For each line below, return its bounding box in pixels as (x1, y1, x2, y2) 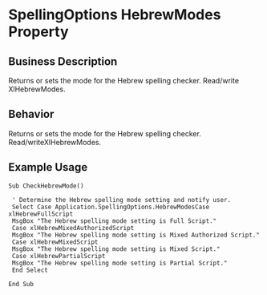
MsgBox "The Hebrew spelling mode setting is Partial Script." (11, 259, 228, 267)
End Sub (8, 280, 34, 288)
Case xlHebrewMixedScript (11, 238, 99, 246)
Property (8, 22, 70, 41)
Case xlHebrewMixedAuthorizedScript (11, 224, 135, 232)
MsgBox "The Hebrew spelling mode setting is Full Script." (11, 216, 217, 225)
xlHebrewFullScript (8, 210, 74, 218)
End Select (11, 266, 48, 274)
